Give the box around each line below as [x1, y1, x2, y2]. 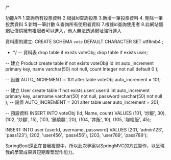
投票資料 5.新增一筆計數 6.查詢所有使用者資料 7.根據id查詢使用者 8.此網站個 [5, 21, 163, 27]
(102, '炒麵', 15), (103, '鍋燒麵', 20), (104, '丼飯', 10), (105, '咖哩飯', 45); [5, 117, 152, 122]
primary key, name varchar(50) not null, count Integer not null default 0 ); [5, 66, 159, 72]
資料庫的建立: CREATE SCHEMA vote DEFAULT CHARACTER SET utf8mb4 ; [5, 38, 164, 44]
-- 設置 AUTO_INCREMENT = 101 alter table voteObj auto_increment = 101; [5, 77, 161, 82]
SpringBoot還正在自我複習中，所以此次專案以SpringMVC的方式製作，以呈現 [5, 143, 165, 149]
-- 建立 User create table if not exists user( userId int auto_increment [5, 87, 150, 94]
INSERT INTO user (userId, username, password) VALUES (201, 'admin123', [5, 127, 163, 132]
